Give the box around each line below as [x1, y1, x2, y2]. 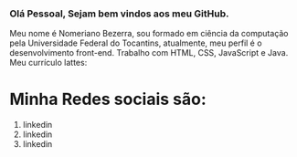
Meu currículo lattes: [9, 58, 88, 68]
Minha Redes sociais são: [9, 89, 207, 110]
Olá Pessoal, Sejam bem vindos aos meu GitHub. [9, 7, 229, 20]
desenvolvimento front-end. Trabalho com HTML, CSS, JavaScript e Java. [9, 47, 289, 58]
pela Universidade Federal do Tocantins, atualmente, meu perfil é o [9, 37, 262, 48]
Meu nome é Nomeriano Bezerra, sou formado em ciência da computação [9, 28, 290, 39]
